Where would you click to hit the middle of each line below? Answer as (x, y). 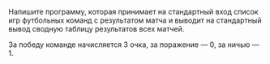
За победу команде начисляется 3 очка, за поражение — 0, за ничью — (134, 45)
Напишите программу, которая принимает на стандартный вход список (133, 12)
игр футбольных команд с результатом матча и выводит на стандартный (135, 20)
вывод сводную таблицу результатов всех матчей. (96, 29)
